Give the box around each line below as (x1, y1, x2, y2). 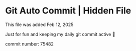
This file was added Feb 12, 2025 (5, 21, 74, 27)
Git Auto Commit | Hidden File (5, 5, 131, 16)
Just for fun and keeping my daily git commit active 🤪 (5, 31, 115, 37)
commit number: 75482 (5, 40, 54, 47)
